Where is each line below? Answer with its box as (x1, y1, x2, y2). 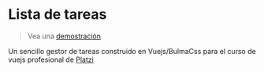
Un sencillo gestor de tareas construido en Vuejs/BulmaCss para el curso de (8, 46, 256, 56)
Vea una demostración (27, 31, 101, 41)
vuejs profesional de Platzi (8, 55, 95, 64)
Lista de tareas (8, 5, 107, 23)
